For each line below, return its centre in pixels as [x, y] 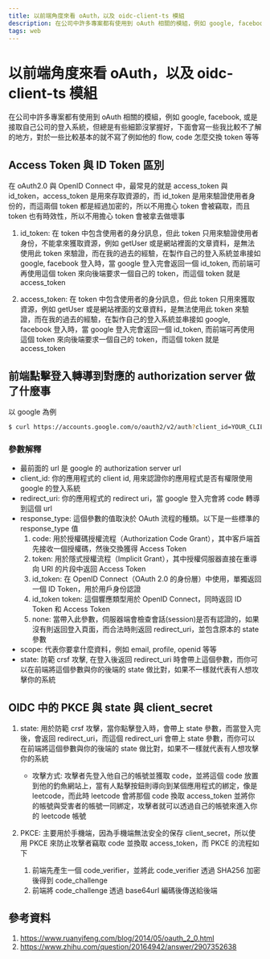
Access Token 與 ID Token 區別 [86, 165]
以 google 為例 [33, 411]
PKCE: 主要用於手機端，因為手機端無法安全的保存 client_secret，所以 [134, 833]
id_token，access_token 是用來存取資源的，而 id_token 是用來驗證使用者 [129, 196]
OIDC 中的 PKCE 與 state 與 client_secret [110, 707]
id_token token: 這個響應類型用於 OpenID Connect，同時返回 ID [137, 599]
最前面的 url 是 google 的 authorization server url [100, 469]
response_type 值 [49, 529]
